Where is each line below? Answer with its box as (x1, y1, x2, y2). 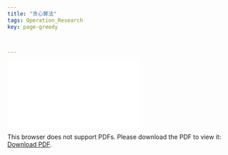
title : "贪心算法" (7, 10, 58, 18)
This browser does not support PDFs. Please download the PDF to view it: (7, 133, 222, 141)
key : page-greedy (7, 23, 58, 30)
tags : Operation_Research (7, 17, 83, 24)
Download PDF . (7, 140, 53, 149)
